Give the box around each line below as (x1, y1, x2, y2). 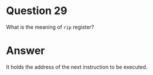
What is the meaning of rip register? (6, 23, 94, 30)
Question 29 (6, 4, 67, 18)
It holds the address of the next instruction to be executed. (6, 63, 148, 70)
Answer (6, 44, 45, 57)
